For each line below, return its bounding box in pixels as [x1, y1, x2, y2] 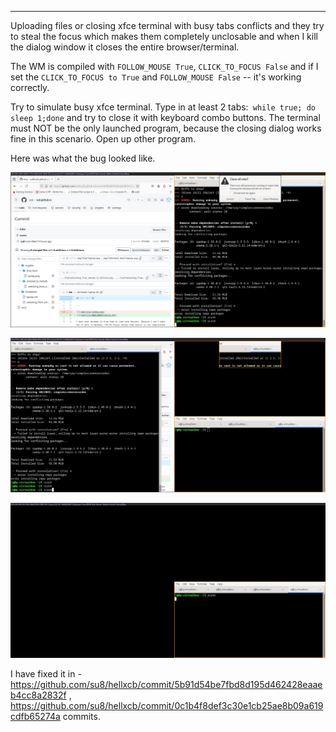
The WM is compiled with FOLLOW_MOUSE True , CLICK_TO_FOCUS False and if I [10, 61, 319, 72]
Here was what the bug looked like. [10, 152, 156, 164]
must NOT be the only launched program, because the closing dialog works [10, 122, 322, 134]
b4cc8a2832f [10, 689, 67, 701]
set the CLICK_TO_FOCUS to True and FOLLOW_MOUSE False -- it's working [10, 71, 302, 83]
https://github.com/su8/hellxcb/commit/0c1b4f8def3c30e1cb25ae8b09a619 [10, 699, 324, 711]
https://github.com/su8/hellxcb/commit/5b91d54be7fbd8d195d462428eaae [10, 678, 323, 690]
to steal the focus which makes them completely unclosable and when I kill [10, 31, 318, 42]
